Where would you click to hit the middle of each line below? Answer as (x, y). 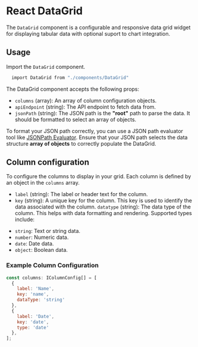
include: (24, 220)
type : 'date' (33, 327)
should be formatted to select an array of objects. (76, 119)
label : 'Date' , (36, 316)
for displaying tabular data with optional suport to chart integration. (88, 33)
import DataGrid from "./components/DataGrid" (70, 78)
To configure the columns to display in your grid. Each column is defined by (99, 176)
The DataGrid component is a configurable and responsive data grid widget (98, 27)
